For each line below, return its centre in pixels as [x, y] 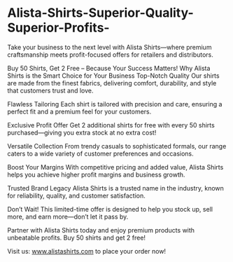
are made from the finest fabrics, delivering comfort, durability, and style [112, 83]
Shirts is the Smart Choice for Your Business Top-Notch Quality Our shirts [113, 76]
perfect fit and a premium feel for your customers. [79, 111]
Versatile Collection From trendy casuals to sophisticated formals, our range [117, 146]
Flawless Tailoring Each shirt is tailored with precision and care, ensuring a [115, 104]
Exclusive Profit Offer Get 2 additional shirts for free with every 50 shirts [111, 125]
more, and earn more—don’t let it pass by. [68, 216]
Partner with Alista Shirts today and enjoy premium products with [101, 230]
